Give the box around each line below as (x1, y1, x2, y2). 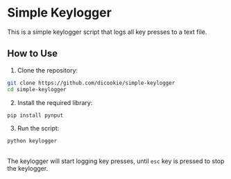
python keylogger (7, 138, 58, 144)
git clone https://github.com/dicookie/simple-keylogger (7, 79, 176, 86)
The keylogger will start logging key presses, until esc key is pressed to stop (7, 157, 225, 165)
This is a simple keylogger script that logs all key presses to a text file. (7, 28, 207, 36)
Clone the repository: (17, 66, 78, 74)
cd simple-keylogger (7, 86, 67, 93)
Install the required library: (17, 98, 93, 106)
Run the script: (17, 124, 60, 133)
